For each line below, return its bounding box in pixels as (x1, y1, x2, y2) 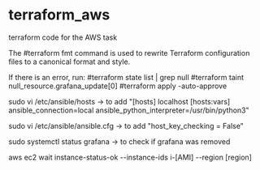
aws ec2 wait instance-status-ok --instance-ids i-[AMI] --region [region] (8, 152, 252, 162)
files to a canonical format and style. (8, 57, 131, 66)
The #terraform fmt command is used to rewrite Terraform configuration (8, 48, 250, 57)
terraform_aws (8, 6, 110, 24)
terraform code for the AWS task (8, 32, 118, 42)
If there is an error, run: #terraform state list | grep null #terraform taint (8, 72, 245, 82)
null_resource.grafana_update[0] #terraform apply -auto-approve (8, 81, 227, 91)
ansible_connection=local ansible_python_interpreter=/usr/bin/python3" (8, 105, 249, 115)
